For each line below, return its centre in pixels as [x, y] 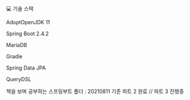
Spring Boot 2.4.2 [27, 34]
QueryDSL [19, 79]
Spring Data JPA [26, 68]
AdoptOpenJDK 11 [28, 22]
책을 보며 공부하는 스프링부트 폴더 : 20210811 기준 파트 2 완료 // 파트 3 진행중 [95, 91]
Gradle [14, 56]
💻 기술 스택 [20, 9]
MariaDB [17, 45]
